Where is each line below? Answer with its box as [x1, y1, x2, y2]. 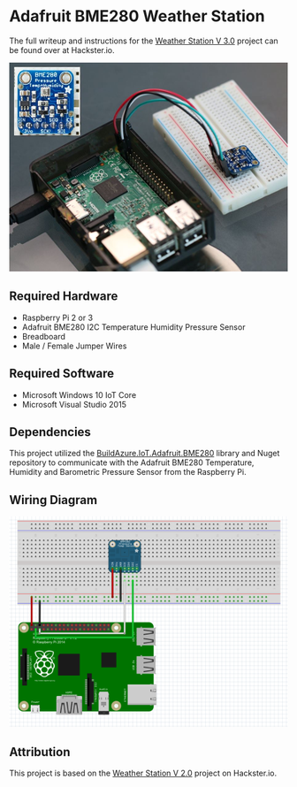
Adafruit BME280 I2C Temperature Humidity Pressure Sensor [21, 321, 246, 332]
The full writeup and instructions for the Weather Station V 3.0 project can [9, 35, 278, 46]
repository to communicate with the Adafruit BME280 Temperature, [9, 457, 255, 468]
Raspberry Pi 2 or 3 [21, 312, 94, 323]
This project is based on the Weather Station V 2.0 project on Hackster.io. [9, 768, 278, 779]
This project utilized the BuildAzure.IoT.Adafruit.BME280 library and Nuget [9, 448, 280, 459]
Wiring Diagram [9, 493, 98, 508]
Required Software [9, 366, 115, 381]
